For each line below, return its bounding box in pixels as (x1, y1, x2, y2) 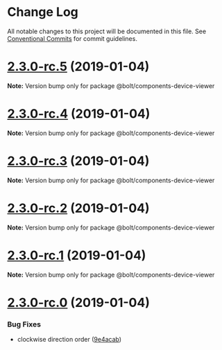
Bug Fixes (7, 320, 42, 329)
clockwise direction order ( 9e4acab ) (17, 335, 122, 344)
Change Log (7, 4, 78, 20)
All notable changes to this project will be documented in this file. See (7, 27, 207, 35)
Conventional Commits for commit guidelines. (7, 34, 137, 42)
